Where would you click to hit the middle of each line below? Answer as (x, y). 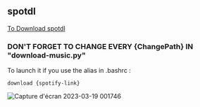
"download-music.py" (46, 55)
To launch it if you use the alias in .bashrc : (69, 71)
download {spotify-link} (44, 83)
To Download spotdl (36, 28)
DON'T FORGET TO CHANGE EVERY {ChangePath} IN (100, 46)
